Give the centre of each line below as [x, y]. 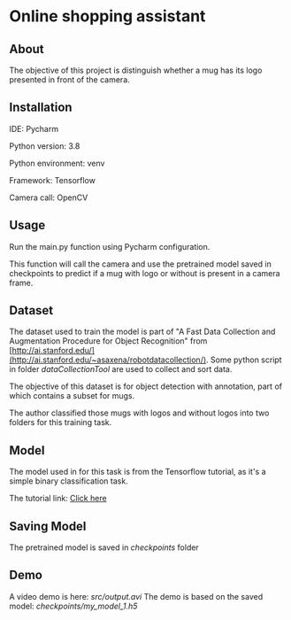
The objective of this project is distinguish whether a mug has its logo [136, 70]
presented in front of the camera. [69, 80]
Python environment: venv [57, 163]
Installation [41, 108]
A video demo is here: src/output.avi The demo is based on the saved [136, 596]
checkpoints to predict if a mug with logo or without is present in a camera [145, 273]
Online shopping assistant [107, 16]
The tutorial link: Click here [58, 499]
